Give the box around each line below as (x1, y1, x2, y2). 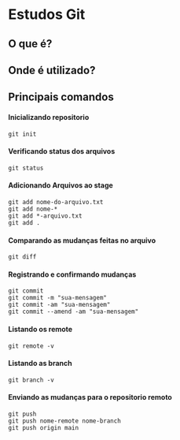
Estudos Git (8, 6, 86, 24)
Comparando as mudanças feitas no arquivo (8, 235, 156, 245)
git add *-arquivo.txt (8, 211, 83, 220)
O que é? (8, 37, 53, 50)
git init (8, 130, 37, 138)
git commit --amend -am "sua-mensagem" (8, 308, 139, 316)
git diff (8, 253, 37, 261)
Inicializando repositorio (8, 112, 90, 121)
